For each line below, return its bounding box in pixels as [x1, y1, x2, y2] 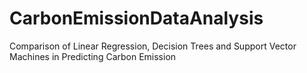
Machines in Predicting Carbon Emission [9, 50, 177, 62]
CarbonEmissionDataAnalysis [9, 7, 264, 30]
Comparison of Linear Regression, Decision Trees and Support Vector [9, 40, 297, 52]
